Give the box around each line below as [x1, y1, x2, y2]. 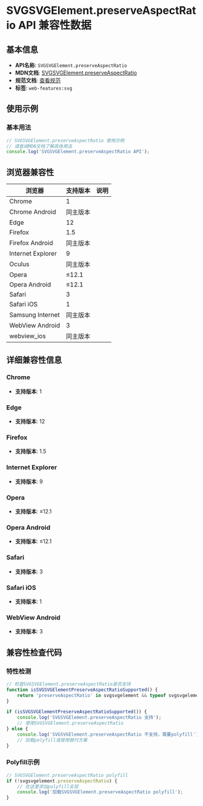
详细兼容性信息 [6, 355, 62, 365]
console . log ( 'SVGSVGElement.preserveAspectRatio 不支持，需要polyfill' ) [17, 731, 199, 738]
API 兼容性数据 [18, 19, 92, 32]
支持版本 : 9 [14, 478, 43, 485]
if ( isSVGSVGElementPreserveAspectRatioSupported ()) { [6, 709, 147, 715]
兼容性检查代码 [6, 647, 62, 658]
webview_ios [9, 332, 47, 340]
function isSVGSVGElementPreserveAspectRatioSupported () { [6, 687, 158, 693]
